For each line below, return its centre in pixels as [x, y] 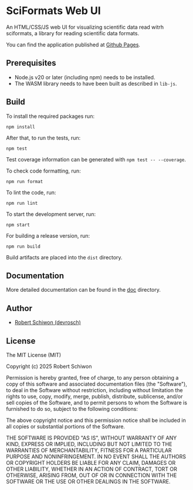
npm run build [23, 246]
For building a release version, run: [48, 235]
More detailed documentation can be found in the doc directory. [84, 290]
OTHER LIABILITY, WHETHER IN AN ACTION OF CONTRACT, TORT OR [92, 469]
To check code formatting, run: [43, 171]
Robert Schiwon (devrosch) [48, 322]
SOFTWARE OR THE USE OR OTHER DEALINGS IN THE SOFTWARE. [88, 481]
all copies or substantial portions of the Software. [65, 426]
